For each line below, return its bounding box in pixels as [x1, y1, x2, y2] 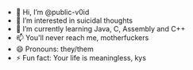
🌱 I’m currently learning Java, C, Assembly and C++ [15, 24, 186, 33]
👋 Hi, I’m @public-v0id [15, 8, 90, 17]
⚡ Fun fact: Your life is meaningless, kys [15, 53, 147, 62]
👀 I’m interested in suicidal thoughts [15, 16, 133, 25]
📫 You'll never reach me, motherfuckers [15, 33, 149, 42]
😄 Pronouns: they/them [15, 44, 94, 53]
